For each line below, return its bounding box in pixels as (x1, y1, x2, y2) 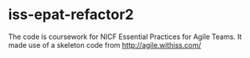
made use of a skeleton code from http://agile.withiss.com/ (8, 40, 202, 49)
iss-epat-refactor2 (8, 6, 134, 24)
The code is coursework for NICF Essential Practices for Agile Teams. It (8, 32, 242, 41)
